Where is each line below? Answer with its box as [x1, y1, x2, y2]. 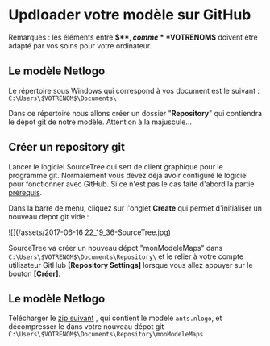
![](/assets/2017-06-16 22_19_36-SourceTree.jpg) [8, 227, 172, 237]
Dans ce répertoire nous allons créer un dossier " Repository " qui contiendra [8, 108, 263, 118]
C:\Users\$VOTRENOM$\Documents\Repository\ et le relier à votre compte [8, 252, 244, 261]
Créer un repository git [8, 140, 125, 154]
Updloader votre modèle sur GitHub [8, 6, 251, 24]
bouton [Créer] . [8, 269, 60, 278]
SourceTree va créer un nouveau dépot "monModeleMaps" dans [8, 243, 223, 252]
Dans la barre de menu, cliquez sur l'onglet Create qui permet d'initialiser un [8, 203, 263, 213]
